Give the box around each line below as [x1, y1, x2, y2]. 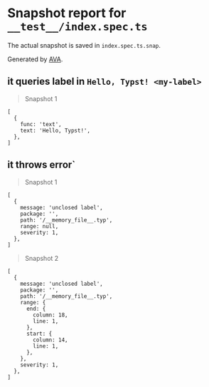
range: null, [20, 222, 59, 229]
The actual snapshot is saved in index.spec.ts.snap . [7, 41, 161, 49]
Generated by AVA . [7, 55, 63, 63]
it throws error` [7, 159, 76, 171]
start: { [26, 330, 53, 337]
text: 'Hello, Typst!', [20, 127, 91, 134]
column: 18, [33, 311, 69, 319]
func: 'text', [20, 120, 62, 128]
